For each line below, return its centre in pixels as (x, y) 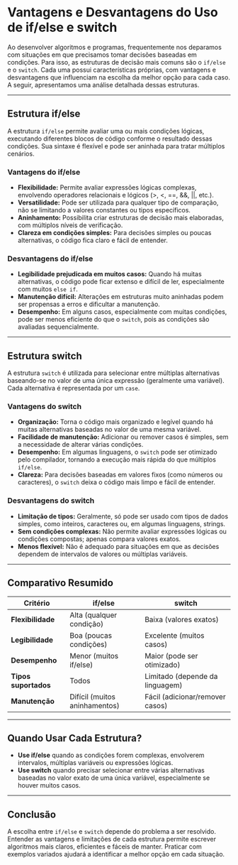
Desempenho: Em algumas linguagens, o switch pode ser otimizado (117, 452)
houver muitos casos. (49, 785)
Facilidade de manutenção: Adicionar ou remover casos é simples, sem (123, 437)
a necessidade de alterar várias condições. (80, 445)
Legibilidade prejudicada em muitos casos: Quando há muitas (109, 274)
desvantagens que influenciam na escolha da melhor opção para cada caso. (119, 77)
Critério (37, 603)
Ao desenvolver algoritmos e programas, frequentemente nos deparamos (114, 47)
